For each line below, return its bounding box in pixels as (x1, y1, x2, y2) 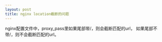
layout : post (5, 7, 32, 12)
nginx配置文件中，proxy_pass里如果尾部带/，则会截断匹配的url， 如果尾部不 (5, 25, 158, 31)
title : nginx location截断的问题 (5, 12, 69, 16)
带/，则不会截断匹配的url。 (5, 31, 59, 37)
